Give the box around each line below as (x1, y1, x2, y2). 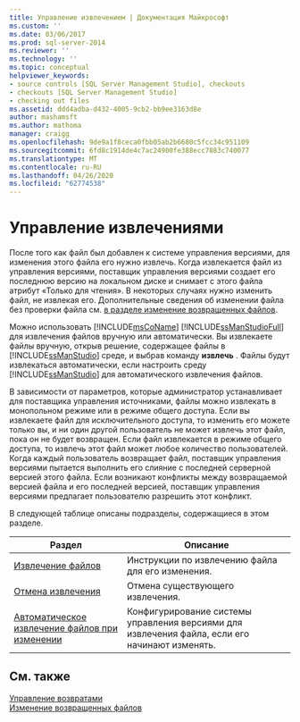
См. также (9, 669, 71, 684)
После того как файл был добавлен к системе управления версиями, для (9, 248, 290, 258)
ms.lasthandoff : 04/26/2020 (9, 171, 114, 180)
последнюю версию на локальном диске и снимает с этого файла (9, 276, 263, 287)
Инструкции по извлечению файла (126, 554, 279, 567)
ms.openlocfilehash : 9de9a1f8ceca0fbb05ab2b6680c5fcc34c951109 (9, 138, 250, 147)
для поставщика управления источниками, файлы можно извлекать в (9, 396, 277, 407)
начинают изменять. (126, 639, 216, 651)
